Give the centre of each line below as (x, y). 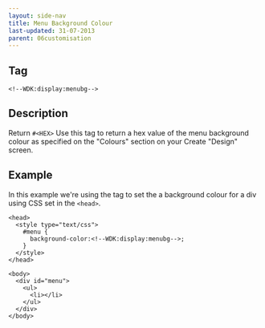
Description (38, 113)
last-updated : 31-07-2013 (51, 30)
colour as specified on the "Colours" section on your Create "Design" (123, 141)
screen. (21, 150)
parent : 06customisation (50, 38)
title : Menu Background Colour (61, 23)
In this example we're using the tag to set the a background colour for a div (132, 194)
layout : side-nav (37, 16)
